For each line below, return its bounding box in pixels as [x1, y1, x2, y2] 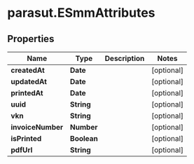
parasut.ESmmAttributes [7, 5, 155, 21]
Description [104, 54, 145, 63]
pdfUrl [11, 145, 33, 155]
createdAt [11, 65, 46, 75]
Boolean [69, 134, 98, 143]
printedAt [11, 88, 43, 97]
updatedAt [11, 77, 48, 86]
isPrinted [11, 134, 42, 143]
